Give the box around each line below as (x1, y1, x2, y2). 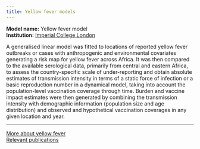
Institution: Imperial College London (6, 31, 95, 39)
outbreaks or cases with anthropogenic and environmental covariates (6, 49, 177, 57)
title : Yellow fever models (6, 8, 76, 15)
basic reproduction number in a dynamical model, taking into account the (6, 81, 186, 88)
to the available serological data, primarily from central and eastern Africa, (6, 62, 189, 69)
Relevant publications (6, 136, 59, 143)
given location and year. (6, 113, 65, 120)
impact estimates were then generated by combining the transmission (6, 94, 177, 101)
